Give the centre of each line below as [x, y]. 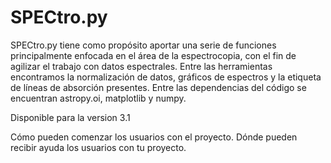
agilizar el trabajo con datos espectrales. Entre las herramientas [141, 66]
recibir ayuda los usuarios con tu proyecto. [98, 147]
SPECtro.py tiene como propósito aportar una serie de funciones [143, 45]
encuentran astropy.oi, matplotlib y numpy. [98, 98]
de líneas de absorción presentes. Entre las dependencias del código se [158, 87]
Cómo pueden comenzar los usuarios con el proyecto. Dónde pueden [154, 137]
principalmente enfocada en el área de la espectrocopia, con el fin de [153, 55]
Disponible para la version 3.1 [70, 117]
